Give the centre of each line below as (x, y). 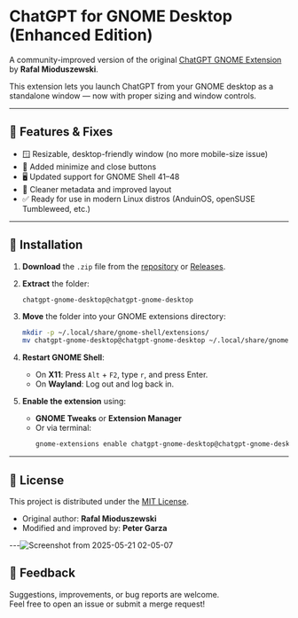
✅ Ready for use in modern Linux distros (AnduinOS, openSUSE (138, 199)
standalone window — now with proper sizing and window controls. (133, 96)
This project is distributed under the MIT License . (99, 501)
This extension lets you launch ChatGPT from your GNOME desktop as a (141, 86)
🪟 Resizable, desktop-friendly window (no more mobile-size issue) (145, 153)
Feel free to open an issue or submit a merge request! (107, 604)
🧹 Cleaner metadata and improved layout (97, 189)
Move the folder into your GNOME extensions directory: (124, 316)
